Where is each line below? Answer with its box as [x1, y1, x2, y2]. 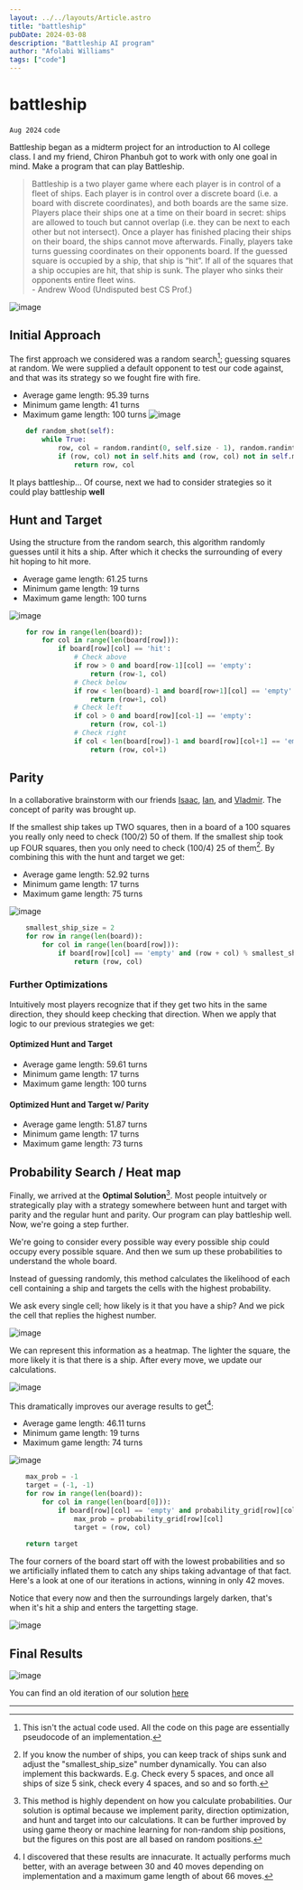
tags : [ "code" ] [9, 55, 67, 64]
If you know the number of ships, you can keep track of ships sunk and [22, 1749, 287, 1760]
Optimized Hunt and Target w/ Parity [9, 1099, 150, 1110]
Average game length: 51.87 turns [22, 1119, 148, 1130]
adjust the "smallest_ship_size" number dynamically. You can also [22, 1759, 268, 1770]
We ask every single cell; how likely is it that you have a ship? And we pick [9, 1299, 286, 1311]
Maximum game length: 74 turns [22, 1437, 143, 1448]
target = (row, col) [73, 1523, 151, 1532]
